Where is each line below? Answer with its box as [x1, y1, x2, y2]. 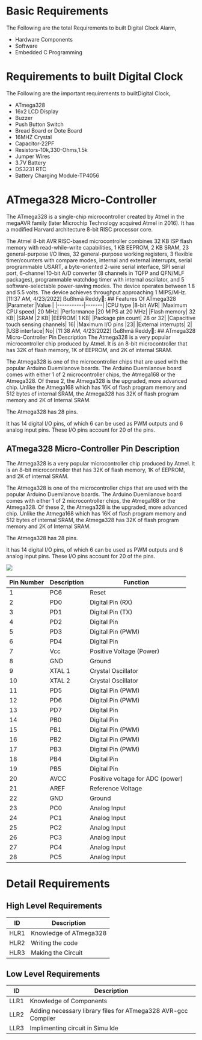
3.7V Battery [14, 159, 46, 166]
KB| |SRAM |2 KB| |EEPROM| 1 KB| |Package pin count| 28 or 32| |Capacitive [6, 314, 196, 321]
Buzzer [14, 114, 33, 121]
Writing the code [31, 939, 78, 947]
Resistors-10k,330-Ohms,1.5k [14, 146, 88, 153]
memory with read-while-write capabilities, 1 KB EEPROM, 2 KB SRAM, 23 [6, 244, 189, 251]
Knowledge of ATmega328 [31, 928, 107, 937]
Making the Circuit [31, 948, 83, 957]
